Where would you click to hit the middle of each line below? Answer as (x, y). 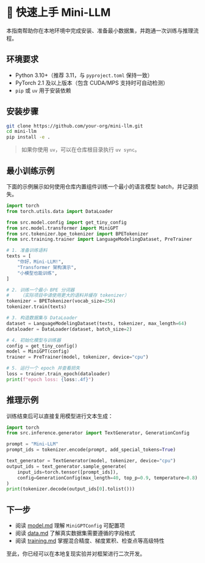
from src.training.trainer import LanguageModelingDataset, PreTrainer (99, 239)
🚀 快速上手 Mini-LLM (59, 13)
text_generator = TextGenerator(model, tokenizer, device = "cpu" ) (91, 461)
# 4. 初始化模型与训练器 (34, 340)
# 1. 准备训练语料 (27, 251)
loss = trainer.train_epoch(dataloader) (59, 374)
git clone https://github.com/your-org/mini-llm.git (75, 126)
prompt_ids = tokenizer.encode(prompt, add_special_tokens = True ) (91, 450)
